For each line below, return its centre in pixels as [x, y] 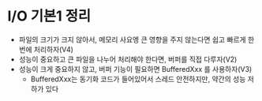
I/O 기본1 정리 [49, 16]
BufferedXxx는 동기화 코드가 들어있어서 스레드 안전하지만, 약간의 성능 [138, 79]
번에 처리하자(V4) [46, 49]
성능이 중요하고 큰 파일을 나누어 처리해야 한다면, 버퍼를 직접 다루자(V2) [128, 59]
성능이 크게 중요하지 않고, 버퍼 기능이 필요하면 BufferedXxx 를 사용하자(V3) [135, 69]
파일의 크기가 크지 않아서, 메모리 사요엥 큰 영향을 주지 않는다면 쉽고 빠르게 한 [137, 39]
